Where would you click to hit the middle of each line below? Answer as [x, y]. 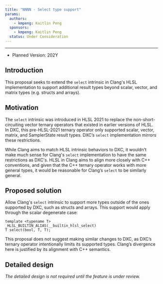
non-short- [144, 119]
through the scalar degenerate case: [41, 213]
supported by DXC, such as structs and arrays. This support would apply [78, 208]
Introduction [24, 70]
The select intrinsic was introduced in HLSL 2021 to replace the [69, 119]
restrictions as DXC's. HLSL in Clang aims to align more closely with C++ [78, 160]
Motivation [22, 108]
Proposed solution [33, 190]
